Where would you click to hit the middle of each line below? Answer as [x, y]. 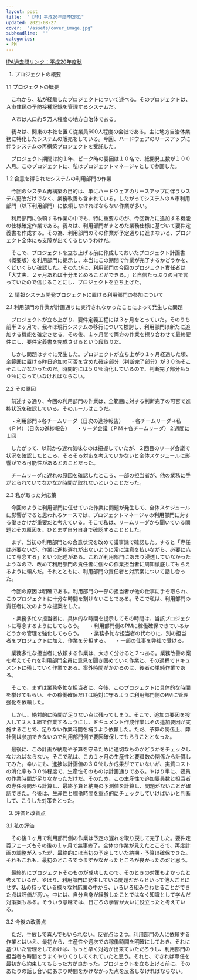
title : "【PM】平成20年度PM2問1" [45, 17]
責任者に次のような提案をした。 [45, 606]
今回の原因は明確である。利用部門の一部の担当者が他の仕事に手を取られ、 [101, 591]
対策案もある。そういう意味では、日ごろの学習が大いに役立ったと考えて [93, 902]
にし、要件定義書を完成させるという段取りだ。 [67, 341]
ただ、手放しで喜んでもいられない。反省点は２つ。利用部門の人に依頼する [101, 934]
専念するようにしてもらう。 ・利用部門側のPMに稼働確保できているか [103, 626]
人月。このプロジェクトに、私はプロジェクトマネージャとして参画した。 [93, 166]
